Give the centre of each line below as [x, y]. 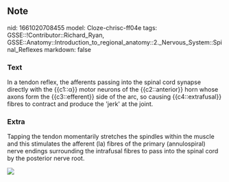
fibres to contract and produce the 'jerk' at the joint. [80, 104]
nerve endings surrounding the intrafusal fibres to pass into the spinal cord [113, 151]
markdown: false [68, 49]
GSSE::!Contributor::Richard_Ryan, [56, 35]
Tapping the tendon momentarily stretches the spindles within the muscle [111, 137]
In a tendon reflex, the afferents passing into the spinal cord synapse [104, 82]
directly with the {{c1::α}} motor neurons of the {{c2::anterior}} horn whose [113, 90]
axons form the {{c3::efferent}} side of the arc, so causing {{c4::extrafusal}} [114, 97]
